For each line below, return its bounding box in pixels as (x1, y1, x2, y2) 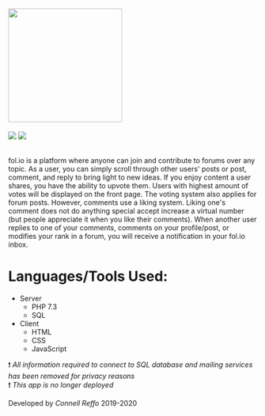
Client (19, 319, 40, 328)
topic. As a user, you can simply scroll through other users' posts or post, (8, 164, 247, 173)
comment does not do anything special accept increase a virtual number (8, 206, 245, 215)
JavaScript (31, 344, 67, 354)
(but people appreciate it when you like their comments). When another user (8, 214, 257, 224)
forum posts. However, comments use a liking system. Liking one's (8, 198, 226, 207)
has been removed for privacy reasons (8, 371, 135, 380)
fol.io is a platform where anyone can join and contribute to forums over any (8, 155, 256, 165)
